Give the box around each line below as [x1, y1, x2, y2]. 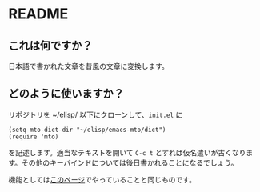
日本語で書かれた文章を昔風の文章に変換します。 [8, 62, 170, 70]
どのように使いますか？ [8, 87, 124, 101]
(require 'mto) [8, 133, 59, 141]
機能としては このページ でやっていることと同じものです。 [8, 174, 196, 184]
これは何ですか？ [8, 38, 93, 52]
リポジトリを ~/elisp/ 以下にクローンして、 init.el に [8, 110, 183, 119]
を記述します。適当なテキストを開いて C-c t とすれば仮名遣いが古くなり [8, 147, 246, 157]
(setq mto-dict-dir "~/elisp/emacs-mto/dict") [8, 126, 166, 134]
